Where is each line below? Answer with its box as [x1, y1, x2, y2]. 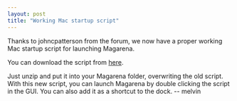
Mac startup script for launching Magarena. [7, 44, 135, 53]
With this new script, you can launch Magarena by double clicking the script [7, 79, 230, 87]
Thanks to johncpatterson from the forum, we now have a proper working [7, 36, 223, 45]
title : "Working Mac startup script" [7, 17, 120, 24]
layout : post [7, 10, 46, 18]
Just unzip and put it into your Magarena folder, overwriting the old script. [7, 72, 223, 80]
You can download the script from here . [7, 58, 124, 66]
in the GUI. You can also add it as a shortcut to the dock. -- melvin [7, 87, 201, 95]
